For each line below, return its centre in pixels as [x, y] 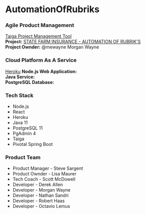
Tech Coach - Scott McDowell [44, 179]
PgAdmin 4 [24, 134]
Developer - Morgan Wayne [42, 190]
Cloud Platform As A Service [41, 60]
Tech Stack [20, 95]
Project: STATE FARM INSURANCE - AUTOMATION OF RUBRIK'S [73, 42]
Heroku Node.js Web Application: [41, 71]
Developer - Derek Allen [38, 185]
